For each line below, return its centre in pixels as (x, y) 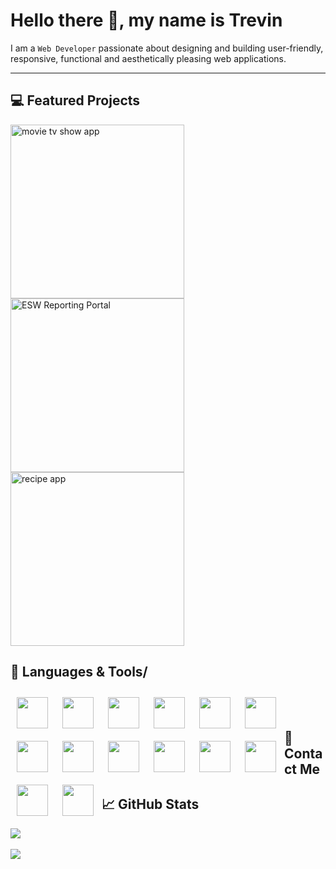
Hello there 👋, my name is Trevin (146, 20)
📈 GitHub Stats (150, 804)
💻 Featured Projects (75, 100)
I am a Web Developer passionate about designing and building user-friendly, (167, 48)
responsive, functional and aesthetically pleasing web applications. (148, 58)
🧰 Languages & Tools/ (79, 672)
